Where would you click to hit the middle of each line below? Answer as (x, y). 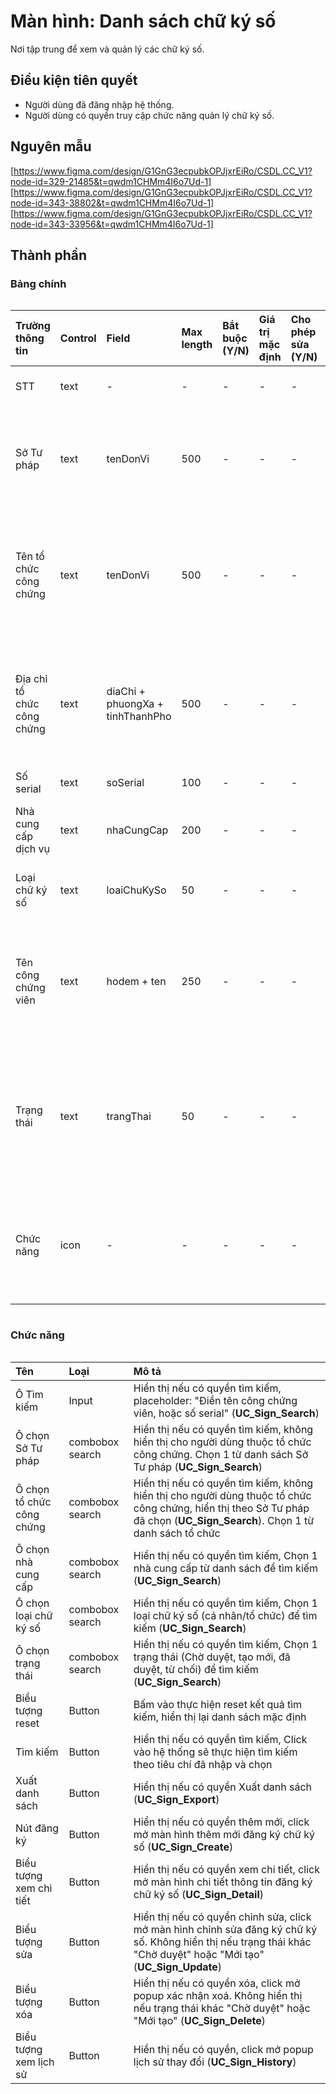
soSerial (125, 783)
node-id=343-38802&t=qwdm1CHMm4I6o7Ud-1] (112, 202)
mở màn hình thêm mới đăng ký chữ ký (224, 1834)
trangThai (129, 1117)
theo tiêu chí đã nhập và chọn (203, 1764)
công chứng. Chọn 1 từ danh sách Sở (221, 1454)
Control (78, 338)
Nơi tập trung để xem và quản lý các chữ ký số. (107, 49)
